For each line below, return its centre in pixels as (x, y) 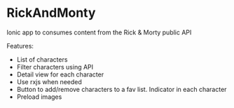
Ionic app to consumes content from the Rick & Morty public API (99, 32)
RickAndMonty (51, 13)
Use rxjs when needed (49, 81)
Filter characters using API (55, 67)
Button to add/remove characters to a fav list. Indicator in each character (122, 89)
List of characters (42, 59)
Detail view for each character (60, 74)
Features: (20, 46)
